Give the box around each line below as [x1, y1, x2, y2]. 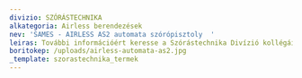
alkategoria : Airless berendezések [9, 22, 143, 30]
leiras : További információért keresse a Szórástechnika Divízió [9, 38, 259, 48]
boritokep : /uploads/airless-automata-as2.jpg [9, 47, 187, 56]
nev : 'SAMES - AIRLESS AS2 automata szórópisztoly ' [9, 30, 216, 39]
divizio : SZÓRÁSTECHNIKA [9, 13, 102, 22]
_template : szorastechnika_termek [9, 55, 139, 64]
